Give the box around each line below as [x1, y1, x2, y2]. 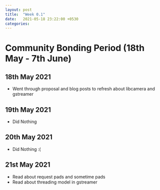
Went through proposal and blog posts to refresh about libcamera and [12, 86, 155, 92]
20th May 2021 [5, 133, 53, 141]
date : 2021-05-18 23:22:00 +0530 [5, 16, 79, 21]
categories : [5, 21, 30, 26]
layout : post [5, 7, 32, 12]
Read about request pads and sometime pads [12, 174, 106, 180]
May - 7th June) [5, 53, 72, 64]
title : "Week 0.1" [5, 12, 46, 17]
